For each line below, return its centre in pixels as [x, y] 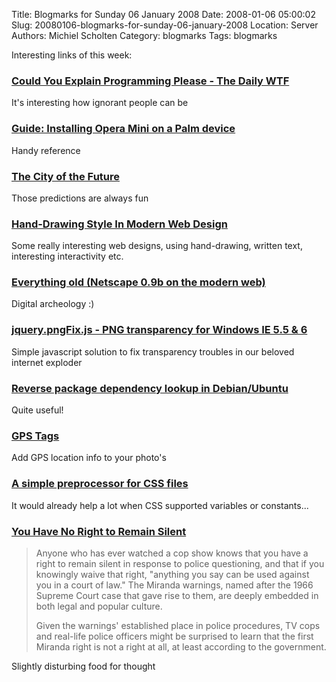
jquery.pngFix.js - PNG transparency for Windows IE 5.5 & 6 [159, 330]
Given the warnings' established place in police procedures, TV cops [178, 625]
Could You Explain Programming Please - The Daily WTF [150, 81]
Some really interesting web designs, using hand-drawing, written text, [157, 246]
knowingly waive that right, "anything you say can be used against [172, 574]
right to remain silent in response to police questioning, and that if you [180, 563]
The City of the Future [66, 176]
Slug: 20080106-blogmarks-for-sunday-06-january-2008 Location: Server [165, 25]
